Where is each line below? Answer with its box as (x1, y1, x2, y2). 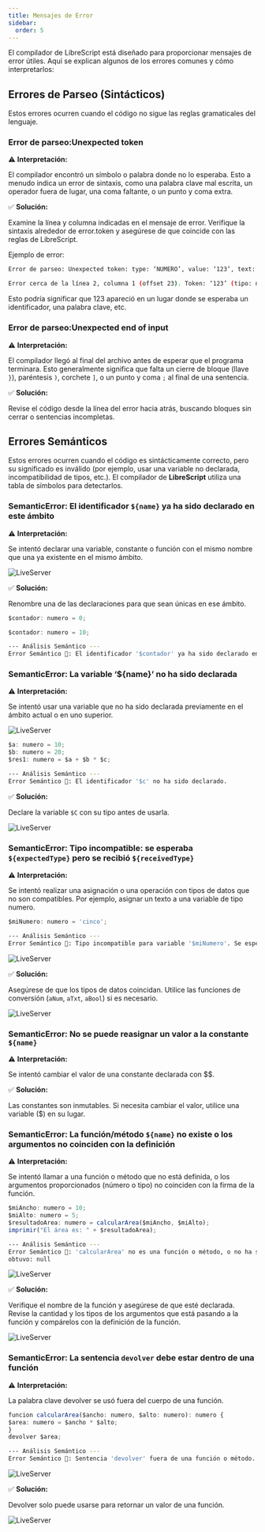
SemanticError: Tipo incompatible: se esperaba (8, 842, 193, 853)
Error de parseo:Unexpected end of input (8, 322, 169, 333)
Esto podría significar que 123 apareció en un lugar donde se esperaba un (8, 294, 248, 304)
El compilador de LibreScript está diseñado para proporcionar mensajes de (8, 48, 252, 58)
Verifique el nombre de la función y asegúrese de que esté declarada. (8, 1300, 235, 1310)
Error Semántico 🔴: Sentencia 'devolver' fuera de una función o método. (8, 1454, 256, 1463)
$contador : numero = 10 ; (8, 628, 90, 637)
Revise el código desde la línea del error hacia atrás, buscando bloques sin (8, 403, 252, 413)
